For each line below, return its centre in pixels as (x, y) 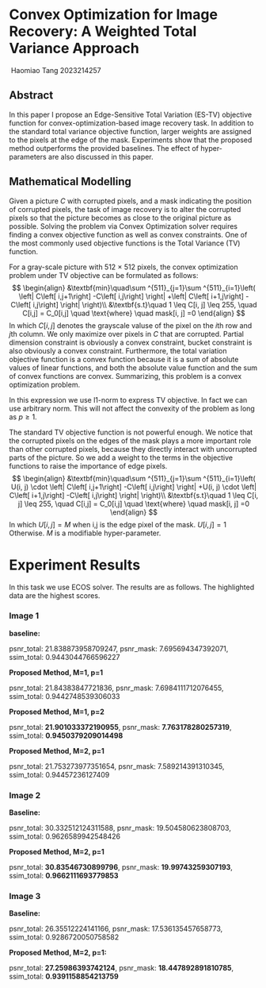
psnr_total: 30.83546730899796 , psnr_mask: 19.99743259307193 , (121, 867)
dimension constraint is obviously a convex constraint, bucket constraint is (131, 342)
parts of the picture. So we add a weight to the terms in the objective (121, 457)
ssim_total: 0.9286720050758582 (64, 937)
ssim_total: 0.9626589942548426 (65, 836)
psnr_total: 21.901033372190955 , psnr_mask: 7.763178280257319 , (120, 727)
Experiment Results (75, 565)
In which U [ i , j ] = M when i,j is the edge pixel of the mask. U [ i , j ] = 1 (118, 524)
